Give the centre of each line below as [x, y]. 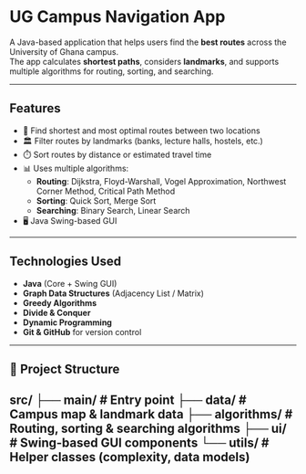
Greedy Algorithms [60, 302]
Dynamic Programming [67, 322]
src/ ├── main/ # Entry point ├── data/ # [128, 400]
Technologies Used [65, 262]
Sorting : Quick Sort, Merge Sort [96, 200]
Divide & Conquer [56, 312]
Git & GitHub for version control [82, 332]
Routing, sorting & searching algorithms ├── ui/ [148, 429]
